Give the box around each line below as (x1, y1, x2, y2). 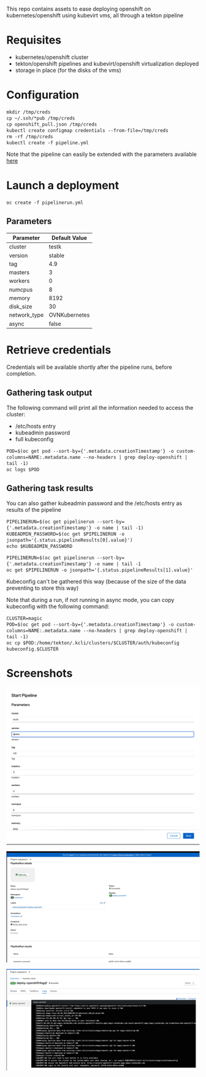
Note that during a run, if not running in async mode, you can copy (6, 596, 175, 603)
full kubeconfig (15, 435, 54, 442)
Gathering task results (6, 483, 94, 493)
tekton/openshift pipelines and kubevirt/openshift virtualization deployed (15, 60, 199, 67)
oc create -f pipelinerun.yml (6, 199, 84, 206)
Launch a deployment (6, 179, 120, 193)
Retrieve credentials (6, 343, 112, 357)
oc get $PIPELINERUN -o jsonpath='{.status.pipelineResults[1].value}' (6, 567, 193, 573)
